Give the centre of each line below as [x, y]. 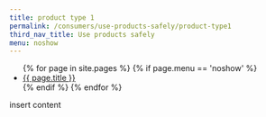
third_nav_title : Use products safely [82, 34]
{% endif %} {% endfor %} [72, 87]
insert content [35, 105]
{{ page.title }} [49, 78]
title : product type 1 [52, 18]
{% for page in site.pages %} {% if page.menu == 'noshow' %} [140, 68]
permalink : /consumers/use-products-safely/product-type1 [120, 26]
